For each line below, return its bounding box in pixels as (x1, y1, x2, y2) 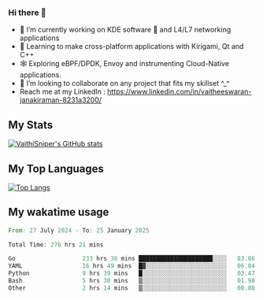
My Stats (8, 118, 54, 131)
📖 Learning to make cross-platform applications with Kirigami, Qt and (19, 42, 244, 51)
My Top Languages (8, 161, 105, 176)
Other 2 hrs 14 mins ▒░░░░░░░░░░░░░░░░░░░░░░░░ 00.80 (8, 283, 256, 292)
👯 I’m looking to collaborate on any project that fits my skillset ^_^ (19, 79, 230, 88)
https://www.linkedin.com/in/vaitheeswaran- (107, 87, 252, 97)
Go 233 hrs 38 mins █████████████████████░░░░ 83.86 (8, 255, 256, 263)
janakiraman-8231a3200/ (19, 95, 102, 105)
